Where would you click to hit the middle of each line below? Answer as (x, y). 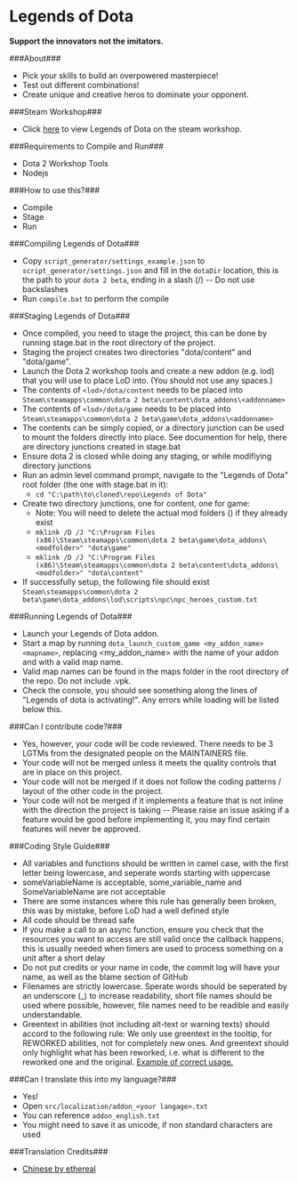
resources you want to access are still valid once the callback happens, (153, 939)
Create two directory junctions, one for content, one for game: (136, 503)
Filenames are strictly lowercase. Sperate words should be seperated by (154, 986)
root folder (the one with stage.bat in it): (95, 484)
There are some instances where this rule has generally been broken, (149, 901)
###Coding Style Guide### (60, 846)
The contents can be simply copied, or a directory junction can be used (153, 427)
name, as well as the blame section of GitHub (105, 976)
